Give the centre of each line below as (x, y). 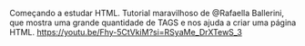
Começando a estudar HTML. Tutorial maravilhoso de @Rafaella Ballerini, (147, 13)
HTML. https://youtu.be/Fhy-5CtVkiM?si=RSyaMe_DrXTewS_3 (126, 32)
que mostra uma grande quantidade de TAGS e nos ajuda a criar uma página (153, 23)
